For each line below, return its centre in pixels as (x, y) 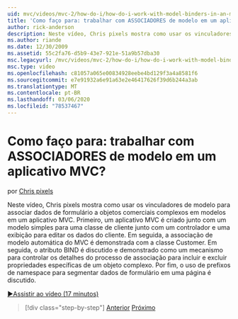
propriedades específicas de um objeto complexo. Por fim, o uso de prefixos (119, 265)
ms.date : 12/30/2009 (38, 47)
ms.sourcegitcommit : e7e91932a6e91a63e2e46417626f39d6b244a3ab (103, 80)
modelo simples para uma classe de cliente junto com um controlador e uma (119, 227)
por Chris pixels (30, 191)
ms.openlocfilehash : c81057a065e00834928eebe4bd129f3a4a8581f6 (103, 73)
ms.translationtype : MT (42, 86)
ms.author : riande (34, 40)
